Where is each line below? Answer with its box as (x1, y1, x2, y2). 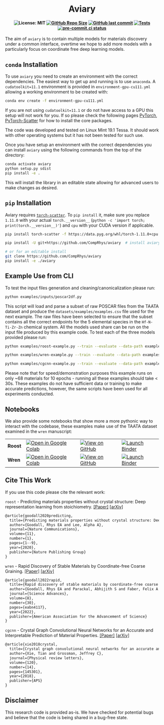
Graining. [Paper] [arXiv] (5, 568, 55, 574)
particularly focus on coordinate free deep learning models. (5, 46, 125, 52)
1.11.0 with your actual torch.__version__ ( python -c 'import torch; (5, 217, 145, 223)
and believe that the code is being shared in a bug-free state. (5, 714, 128, 720)
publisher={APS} (9, 678, 42, 683)
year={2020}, (9, 545, 36, 550)
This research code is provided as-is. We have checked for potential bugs (5, 709, 154, 715)
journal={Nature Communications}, (9, 527, 80, 532)
